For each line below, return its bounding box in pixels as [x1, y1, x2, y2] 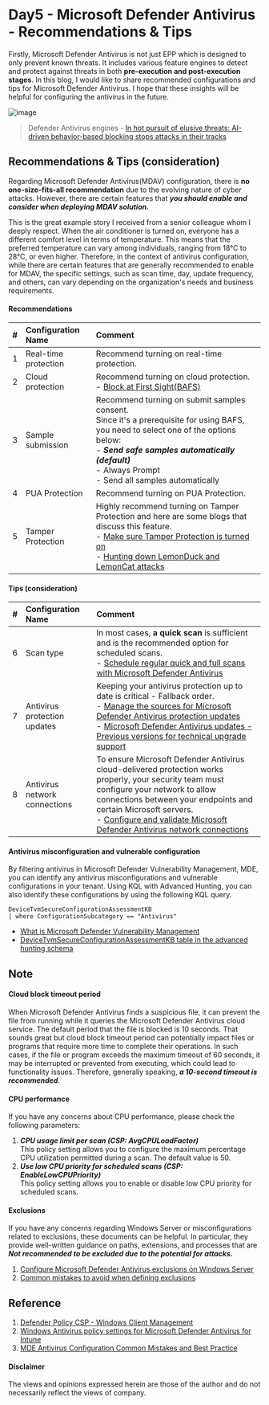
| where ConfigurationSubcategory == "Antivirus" [8, 913, 178, 921]
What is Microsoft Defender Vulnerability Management [19, 926, 200, 937]
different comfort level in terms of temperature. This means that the [8, 235, 231, 244]
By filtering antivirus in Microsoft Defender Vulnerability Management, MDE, [8, 864, 259, 874]
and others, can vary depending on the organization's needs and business [8, 277, 254, 287]
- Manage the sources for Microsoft [95, 700, 232, 712]
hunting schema [19, 944, 74, 954]
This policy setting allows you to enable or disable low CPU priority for [19, 1178, 252, 1188]
